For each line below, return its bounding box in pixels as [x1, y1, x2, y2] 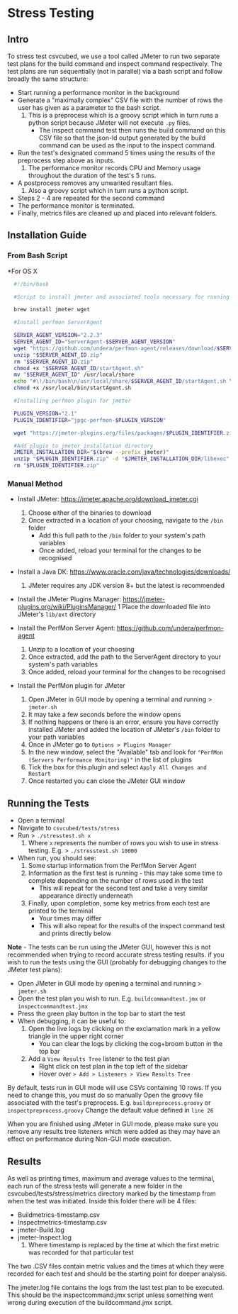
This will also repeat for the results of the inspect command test [38, 922, 225, 930]
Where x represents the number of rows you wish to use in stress [28, 839, 219, 847]
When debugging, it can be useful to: [17, 1017, 126, 1025]
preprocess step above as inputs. [17, 156, 115, 165]
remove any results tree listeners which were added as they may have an [7, 1128, 220, 1136]
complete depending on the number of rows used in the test [28, 876, 204, 885]
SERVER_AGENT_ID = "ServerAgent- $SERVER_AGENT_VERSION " [13, 338, 176, 345]
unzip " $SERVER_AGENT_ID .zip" [13, 351, 103, 359]
